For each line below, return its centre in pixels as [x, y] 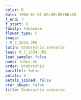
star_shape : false [25, 85]
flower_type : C [21, 33]
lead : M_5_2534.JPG [26, 52]
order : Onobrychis [25, 66]
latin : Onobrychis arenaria [35, 47]
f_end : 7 [15, 19]
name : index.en [21, 62]
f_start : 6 [17, 24]
